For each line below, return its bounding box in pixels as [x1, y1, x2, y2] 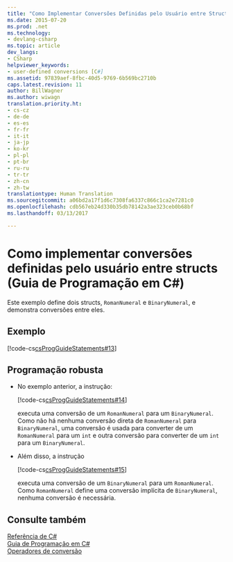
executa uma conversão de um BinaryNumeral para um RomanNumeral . [17, 479, 214, 487]
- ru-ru [7, 164, 30, 172]
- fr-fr [7, 126, 30, 133]
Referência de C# [7, 532, 58, 541]
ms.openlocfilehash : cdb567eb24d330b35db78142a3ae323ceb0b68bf [7, 204, 194, 211]
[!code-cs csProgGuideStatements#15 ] [17, 466, 127, 474]
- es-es [7, 119, 30, 127]
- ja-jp [7, 139, 30, 146]
